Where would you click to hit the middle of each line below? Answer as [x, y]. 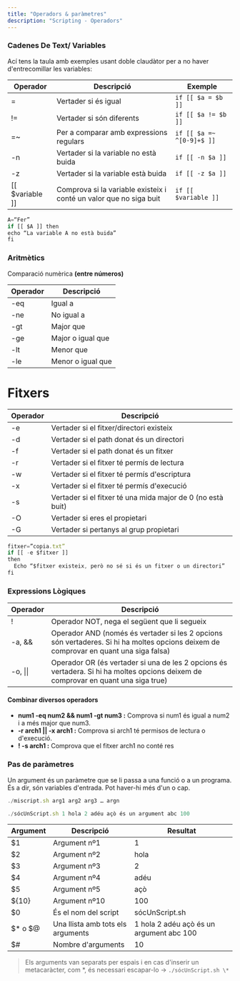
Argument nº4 [77, 877]
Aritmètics [26, 258]
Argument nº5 [77, 890]
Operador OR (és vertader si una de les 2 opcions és [139, 663]
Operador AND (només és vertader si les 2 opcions [137, 633]
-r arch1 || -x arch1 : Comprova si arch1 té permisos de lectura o [111, 731]
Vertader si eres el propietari [99, 518]
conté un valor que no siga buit [109, 198]
